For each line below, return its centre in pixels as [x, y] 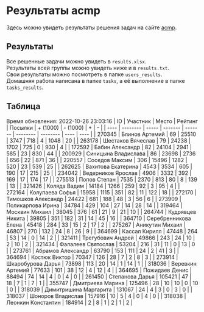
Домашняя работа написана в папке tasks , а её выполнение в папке [96, 80]
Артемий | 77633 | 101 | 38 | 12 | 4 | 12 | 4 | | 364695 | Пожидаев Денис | [99, 270]
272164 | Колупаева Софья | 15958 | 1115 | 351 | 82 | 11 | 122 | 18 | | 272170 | [101, 192]
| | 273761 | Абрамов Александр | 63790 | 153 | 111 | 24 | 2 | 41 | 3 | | [93, 250]
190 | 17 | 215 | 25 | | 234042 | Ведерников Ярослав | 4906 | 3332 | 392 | [99, 173]
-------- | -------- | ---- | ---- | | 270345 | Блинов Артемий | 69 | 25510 [106, 134]
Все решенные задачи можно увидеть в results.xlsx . [76, 61]
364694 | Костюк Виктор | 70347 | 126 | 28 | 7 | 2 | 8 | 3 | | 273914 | [92, 257]
